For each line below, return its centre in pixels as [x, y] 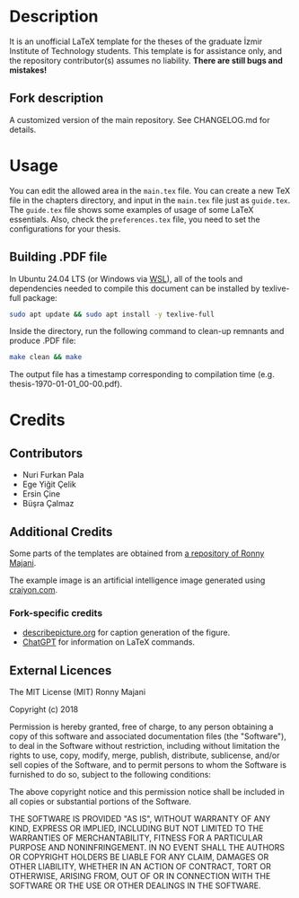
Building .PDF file [58, 257]
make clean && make [46, 357]
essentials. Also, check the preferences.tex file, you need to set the [135, 219]
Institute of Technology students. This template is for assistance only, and [146, 50]
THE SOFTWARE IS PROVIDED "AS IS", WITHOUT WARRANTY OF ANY [140, 819]
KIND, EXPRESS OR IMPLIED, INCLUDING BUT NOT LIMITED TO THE [136, 829]
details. [23, 129]
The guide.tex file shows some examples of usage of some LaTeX [132, 209]
